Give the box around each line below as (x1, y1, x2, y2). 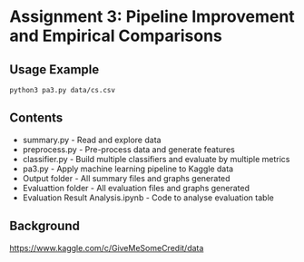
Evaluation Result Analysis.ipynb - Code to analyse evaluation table (22, 192, 274, 203)
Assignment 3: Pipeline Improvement (9, 6, 295, 27)
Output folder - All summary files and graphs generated (22, 172, 230, 183)
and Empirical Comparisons (9, 25, 222, 46)
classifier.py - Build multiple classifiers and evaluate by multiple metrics (22, 153, 290, 164)
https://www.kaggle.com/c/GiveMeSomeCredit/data (9, 242, 204, 253)
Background (9, 218, 80, 234)
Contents (9, 111, 64, 126)
